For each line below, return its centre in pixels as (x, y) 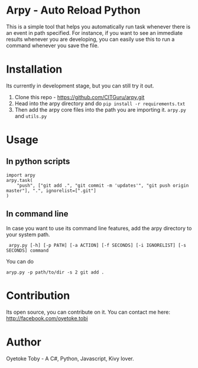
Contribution (38, 295)
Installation (34, 69)
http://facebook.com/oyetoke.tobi (47, 318)
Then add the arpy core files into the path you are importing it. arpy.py (100, 109)
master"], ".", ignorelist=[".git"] (51, 190)
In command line (37, 214)
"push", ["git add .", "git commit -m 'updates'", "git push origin (103, 185)
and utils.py (31, 116)
